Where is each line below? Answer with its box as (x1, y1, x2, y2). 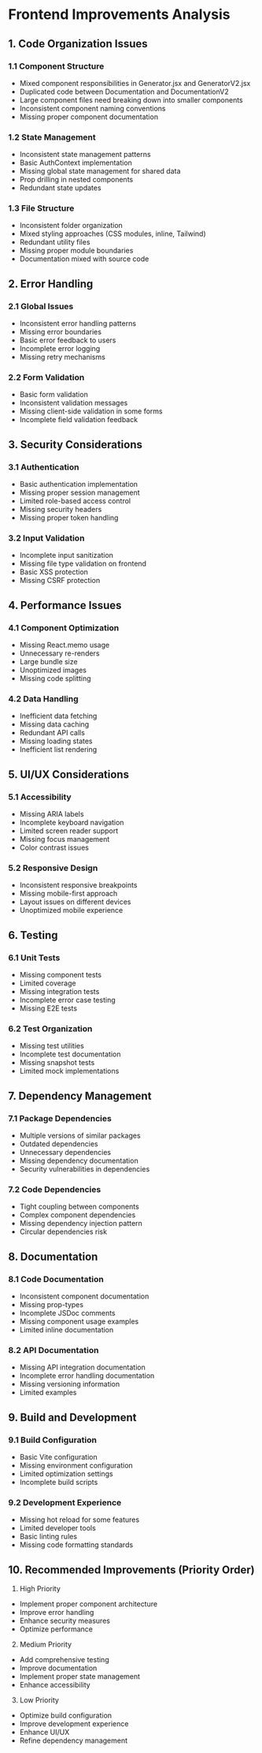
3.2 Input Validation (8, 533, 85, 544)
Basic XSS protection (19, 567, 89, 577)
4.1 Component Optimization (8, 622, 120, 633)
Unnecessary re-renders (19, 648, 100, 658)
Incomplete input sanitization (19, 551, 114, 560)
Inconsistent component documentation (19, 1291, 149, 1301)
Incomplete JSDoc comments (19, 1308, 116, 1318)
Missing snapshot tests (19, 1058, 95, 1067)
